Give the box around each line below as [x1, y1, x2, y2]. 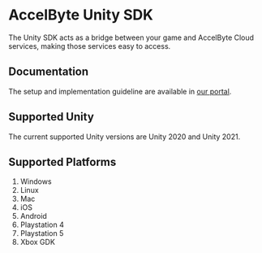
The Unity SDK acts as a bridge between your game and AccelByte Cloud [8, 33, 254, 42]
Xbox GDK [19, 238, 55, 247]
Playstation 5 [19, 229, 64, 238]
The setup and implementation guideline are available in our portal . [8, 86, 232, 96]
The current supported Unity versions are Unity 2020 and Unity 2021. [8, 132, 241, 142]
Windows [19, 177, 52, 186]
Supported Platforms [8, 155, 117, 168]
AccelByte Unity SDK [8, 6, 154, 24]
